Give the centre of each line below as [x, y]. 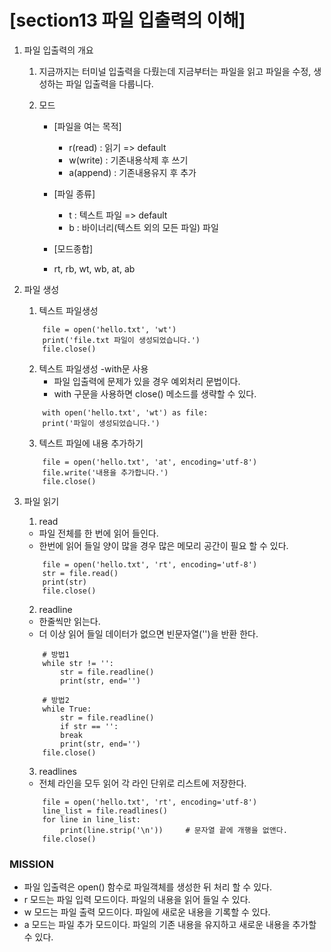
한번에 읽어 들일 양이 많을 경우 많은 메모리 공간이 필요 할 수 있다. [163, 545]
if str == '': [89, 726]
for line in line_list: [91, 819]
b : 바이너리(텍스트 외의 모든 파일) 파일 [143, 227]
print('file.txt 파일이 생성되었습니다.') [121, 340]
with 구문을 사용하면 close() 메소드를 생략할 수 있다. [155, 393]
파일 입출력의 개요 [58, 50]
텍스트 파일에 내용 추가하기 [91, 443]
